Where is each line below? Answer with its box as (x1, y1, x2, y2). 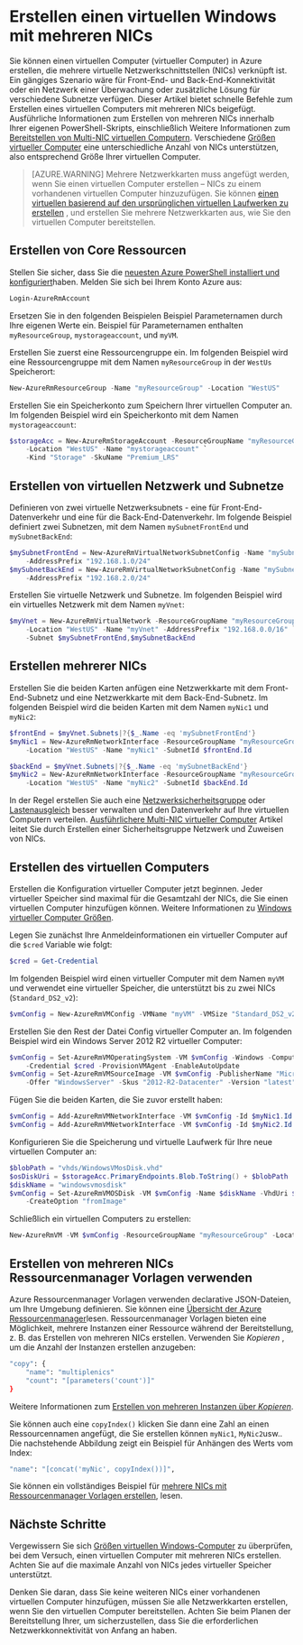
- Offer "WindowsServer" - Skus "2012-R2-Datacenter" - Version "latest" (25, 1078, 297, 1087)
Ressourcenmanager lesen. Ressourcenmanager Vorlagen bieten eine (9, 1313, 267, 1324)
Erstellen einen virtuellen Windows (9, 6, 277, 27)
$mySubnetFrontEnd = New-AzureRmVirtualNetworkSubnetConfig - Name (9, 548, 264, 557)
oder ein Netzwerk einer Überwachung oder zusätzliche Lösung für (9, 84, 261, 95)
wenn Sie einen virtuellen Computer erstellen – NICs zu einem (31, 178, 262, 189)
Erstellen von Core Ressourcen (9, 243, 187, 258)
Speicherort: (9, 365, 56, 376)
